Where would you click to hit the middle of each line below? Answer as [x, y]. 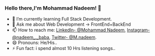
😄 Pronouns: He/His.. [34, 43]
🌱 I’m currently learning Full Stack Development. [62, 19]
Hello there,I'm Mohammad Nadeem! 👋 [53, 8]
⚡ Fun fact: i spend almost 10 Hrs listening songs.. [64, 48]
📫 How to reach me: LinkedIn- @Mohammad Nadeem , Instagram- [81, 30]
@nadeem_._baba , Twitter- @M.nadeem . [54, 37]
